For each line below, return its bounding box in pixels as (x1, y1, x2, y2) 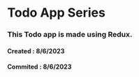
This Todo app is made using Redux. (7, 30, 133, 40)
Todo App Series (7, 5, 106, 21)
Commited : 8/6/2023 (7, 62, 72, 71)
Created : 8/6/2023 (7, 46, 65, 55)
